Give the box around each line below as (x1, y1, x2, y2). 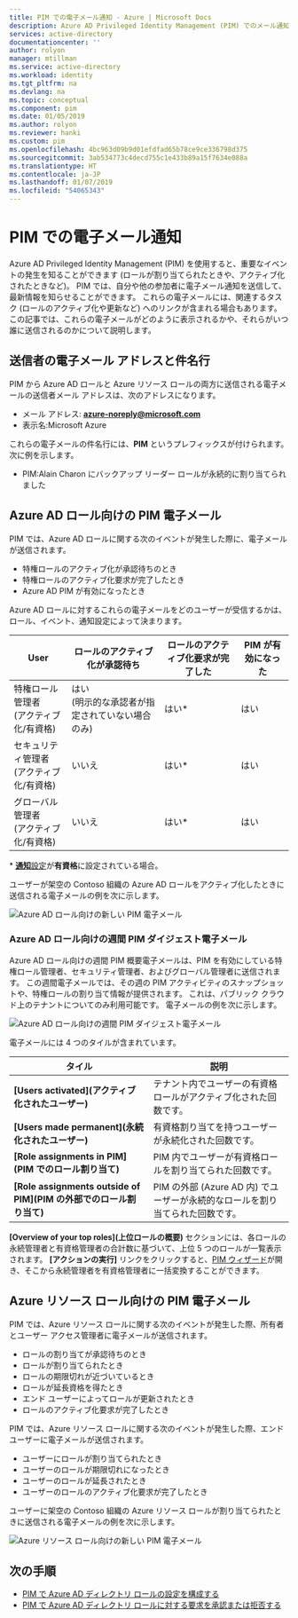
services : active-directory (9, 29, 114, 38)
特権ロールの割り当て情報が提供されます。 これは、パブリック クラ (32, 988, 278, 998)
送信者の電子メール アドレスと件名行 (9, 353, 210, 368)
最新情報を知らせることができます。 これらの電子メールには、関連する (9, 291, 268, 302)
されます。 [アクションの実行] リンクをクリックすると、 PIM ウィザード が (9, 1253, 276, 1265)
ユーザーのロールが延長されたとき (21, 1475, 147, 1486)
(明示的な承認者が (71, 696, 146, 708)
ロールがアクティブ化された (153, 1091, 269, 1103)
